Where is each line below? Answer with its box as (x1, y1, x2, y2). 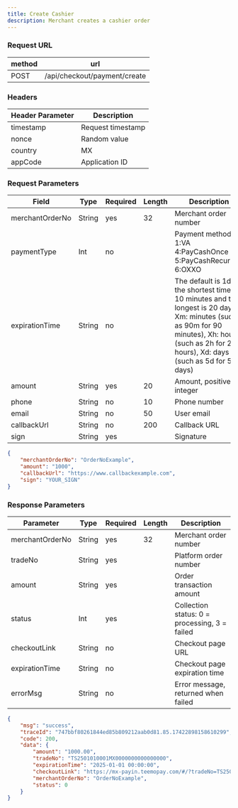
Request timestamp (81, 122, 146, 132)
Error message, (174, 679, 225, 689)
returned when (174, 688, 224, 698)
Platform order (174, 550, 223, 560)
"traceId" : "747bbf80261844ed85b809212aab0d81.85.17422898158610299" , (20, 728, 233, 736)
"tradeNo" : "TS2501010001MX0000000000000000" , (33, 755, 173, 763)
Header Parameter (11, 111, 74, 121)
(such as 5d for (174, 356, 226, 366)
